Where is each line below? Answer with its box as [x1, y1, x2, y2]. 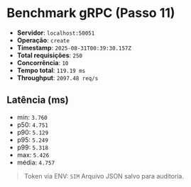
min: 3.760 [16, 113, 48, 121]
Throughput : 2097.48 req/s [16, 73, 99, 82]
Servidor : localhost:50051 [16, 28, 95, 37]
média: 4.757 [16, 158, 55, 166]
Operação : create [16, 35, 70, 44]
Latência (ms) [6, 94, 69, 106]
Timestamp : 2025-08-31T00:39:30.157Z [16, 43, 132, 52]
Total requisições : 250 [16, 51, 83, 59]
